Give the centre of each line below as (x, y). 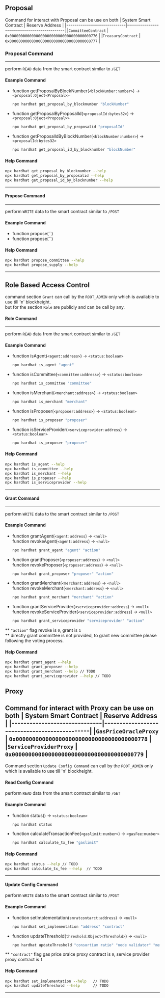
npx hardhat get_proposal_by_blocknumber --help (56, 171)
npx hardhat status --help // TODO (41, 864)
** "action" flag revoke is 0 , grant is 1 (43, 630)
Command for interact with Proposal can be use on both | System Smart (78, 20)
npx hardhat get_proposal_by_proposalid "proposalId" (68, 127)
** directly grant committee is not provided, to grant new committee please (81, 636)
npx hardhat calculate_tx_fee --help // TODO (54, 869)
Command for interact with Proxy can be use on (79, 708)
